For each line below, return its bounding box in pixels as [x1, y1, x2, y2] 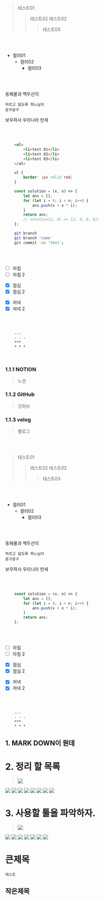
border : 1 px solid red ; [23, 175, 73, 180]
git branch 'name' [14, 235, 53, 240]
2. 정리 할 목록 [5, 761, 60, 772]
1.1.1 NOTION [5, 365, 37, 373]
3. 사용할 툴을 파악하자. [5, 807, 96, 819]
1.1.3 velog [5, 416, 31, 423]
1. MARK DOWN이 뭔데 [5, 739, 75, 747]
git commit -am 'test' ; [14, 240, 64, 245]
